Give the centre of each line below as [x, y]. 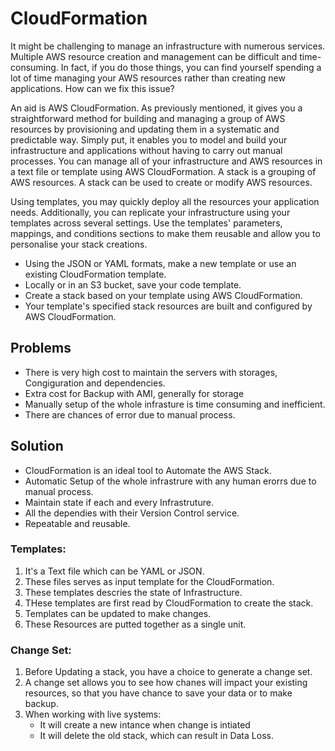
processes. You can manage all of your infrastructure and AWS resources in [166, 161]
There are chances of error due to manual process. [130, 414]
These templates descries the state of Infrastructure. [133, 592]
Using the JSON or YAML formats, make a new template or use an [160, 263]
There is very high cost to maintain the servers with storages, [151, 372]
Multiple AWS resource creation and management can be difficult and [154, 56]
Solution [37, 446]
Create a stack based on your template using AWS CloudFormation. [163, 295]
